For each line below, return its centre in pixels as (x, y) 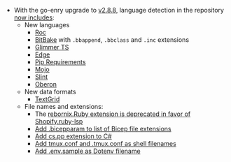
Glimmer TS (52, 47)
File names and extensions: (64, 106)
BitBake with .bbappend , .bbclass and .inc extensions (112, 40)
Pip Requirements (60, 62)
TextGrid (47, 99)
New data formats (50, 91)
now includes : (34, 17)
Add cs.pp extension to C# (73, 136)
